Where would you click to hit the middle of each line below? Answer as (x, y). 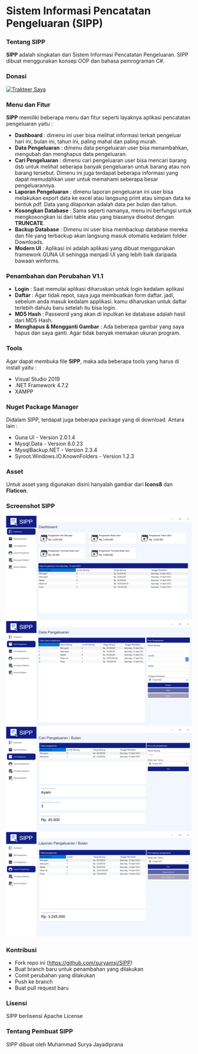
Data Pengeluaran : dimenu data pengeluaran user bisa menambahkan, (101, 148)
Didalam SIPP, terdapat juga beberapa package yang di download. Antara (95, 419)
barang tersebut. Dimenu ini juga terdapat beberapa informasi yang (96, 173)
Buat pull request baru (42, 988)
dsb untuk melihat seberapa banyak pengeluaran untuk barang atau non (102, 167)
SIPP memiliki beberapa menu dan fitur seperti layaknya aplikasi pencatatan (98, 118)
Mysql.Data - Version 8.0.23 (49, 443)
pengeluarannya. (35, 186)
